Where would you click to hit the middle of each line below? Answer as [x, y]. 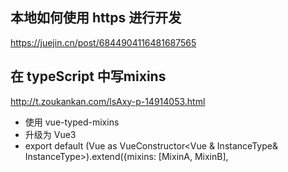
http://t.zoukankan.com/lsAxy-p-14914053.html [108, 101]
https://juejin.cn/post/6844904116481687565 [103, 42]
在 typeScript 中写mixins [88, 76]
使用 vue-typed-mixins [72, 122]
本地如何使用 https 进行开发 [96, 18]
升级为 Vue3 [50, 134]
